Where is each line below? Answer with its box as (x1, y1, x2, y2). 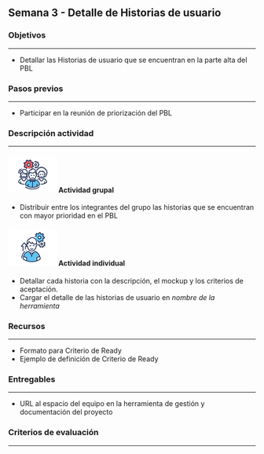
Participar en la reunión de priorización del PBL (19, 108, 173, 117)
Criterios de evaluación (8, 427, 100, 438)
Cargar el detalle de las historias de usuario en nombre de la (19, 292, 215, 302)
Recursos (8, 320, 46, 331)
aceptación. (19, 284, 58, 294)
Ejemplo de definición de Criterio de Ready (19, 353, 159, 364)
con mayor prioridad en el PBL (19, 211, 118, 221)
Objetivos (8, 30, 46, 41)
